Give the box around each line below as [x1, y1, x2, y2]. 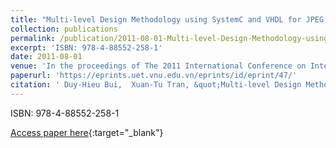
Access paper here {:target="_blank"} [10, 126, 164, 138]
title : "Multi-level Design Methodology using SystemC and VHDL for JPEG [10, 14, 325, 25]
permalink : [10, 33, 56, 43]
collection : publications [10, 24, 118, 34]
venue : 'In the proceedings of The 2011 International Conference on [10, 61, 307, 71]
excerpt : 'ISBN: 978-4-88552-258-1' [10, 42, 163, 53]
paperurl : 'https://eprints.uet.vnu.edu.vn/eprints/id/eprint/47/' [10, 71, 298, 81]
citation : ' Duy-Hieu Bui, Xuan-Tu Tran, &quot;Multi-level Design [10, 80, 302, 90]
